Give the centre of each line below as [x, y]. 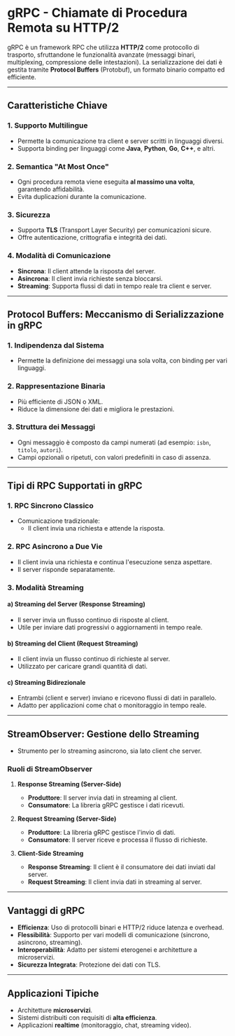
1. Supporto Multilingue [48, 125]
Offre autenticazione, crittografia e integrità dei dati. [92, 238]
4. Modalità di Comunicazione [59, 256]
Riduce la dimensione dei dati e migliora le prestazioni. [96, 409]
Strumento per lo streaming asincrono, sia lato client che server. [109, 751]
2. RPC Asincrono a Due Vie [55, 547]
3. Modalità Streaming [45, 587]
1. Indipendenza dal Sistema [56, 345]
